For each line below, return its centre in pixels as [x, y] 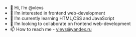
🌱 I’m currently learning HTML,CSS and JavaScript [62, 18]
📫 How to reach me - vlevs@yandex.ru [51, 29]
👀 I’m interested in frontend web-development [57, 13]
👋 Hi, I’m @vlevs [27, 8]
